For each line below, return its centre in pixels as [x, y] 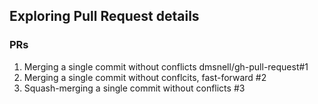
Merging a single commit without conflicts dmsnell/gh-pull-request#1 [166, 66]
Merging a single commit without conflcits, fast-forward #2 [145, 77]
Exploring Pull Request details [104, 16]
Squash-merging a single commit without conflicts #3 [134, 88]
